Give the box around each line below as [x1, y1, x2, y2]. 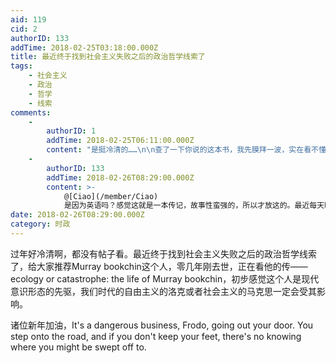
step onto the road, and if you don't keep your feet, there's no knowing [10, 330, 302, 342]
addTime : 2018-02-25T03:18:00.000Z [10, 42, 159, 53]
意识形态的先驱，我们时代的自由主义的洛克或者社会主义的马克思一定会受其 [10, 285, 317, 297]
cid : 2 [10, 24, 38, 34]
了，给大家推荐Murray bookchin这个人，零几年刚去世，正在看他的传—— [10, 260, 308, 272]
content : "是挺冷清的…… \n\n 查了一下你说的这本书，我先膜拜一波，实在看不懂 [46, 145, 327, 155]
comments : [10, 107, 52, 118]
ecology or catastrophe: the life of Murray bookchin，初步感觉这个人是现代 [10, 272, 320, 285]
